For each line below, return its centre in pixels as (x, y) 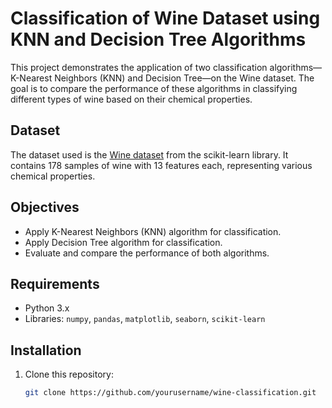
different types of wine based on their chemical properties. (131, 99)
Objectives (45, 207)
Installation (46, 350)
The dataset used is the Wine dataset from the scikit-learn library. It (149, 154)
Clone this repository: (69, 374)
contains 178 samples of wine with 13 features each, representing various (161, 165)
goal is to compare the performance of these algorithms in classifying (154, 88)
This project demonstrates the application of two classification (139, 67)
